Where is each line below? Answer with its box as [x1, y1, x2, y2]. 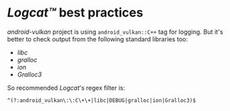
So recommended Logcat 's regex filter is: [7, 83, 126, 92]
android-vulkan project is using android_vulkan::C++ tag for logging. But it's [7, 28, 223, 36]
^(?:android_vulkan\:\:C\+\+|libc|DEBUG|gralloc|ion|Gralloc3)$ [7, 97, 196, 104]
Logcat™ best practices [7, 5, 144, 21]
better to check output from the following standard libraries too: [7, 34, 189, 43]
